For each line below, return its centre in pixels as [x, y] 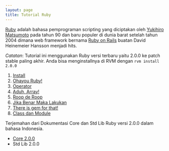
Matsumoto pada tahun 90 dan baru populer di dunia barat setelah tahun [81, 35]
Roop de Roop [27, 97]
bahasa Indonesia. [25, 129]
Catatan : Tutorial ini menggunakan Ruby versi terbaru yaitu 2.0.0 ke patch [83, 55]
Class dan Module [32, 113]
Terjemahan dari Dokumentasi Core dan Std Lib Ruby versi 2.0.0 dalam [79, 123]
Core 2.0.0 [24, 138]
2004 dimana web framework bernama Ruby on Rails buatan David [76, 40]
